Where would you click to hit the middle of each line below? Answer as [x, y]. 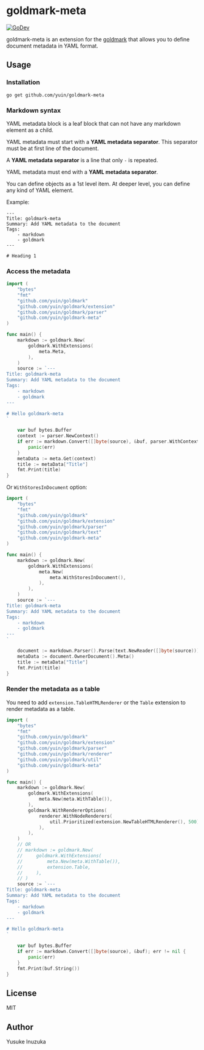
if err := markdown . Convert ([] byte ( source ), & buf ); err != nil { [102, 952]
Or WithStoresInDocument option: [47, 487]
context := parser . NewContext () [58, 436]
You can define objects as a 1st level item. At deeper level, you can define [98, 184]
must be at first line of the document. [53, 148]
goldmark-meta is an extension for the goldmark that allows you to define [98, 39]
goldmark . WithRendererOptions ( [68, 810]
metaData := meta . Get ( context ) [57, 459]
